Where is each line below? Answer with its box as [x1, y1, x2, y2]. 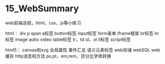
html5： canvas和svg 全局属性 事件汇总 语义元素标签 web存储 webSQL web [5, 47, 161, 53]
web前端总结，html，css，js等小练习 [5, 20, 82, 26]
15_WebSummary [5, 3, 79, 14]
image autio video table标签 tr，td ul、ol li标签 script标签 [14, 36, 131, 42]
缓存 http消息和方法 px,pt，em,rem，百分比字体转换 [5, 53, 111, 59]
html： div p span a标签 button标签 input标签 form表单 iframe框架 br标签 [5, 30, 154, 36]
